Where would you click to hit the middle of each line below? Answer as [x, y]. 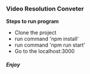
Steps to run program [32, 22]
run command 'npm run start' [50, 45]
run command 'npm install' [46, 39]
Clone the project [35, 33]
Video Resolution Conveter [45, 9]
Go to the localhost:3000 [44, 51]
